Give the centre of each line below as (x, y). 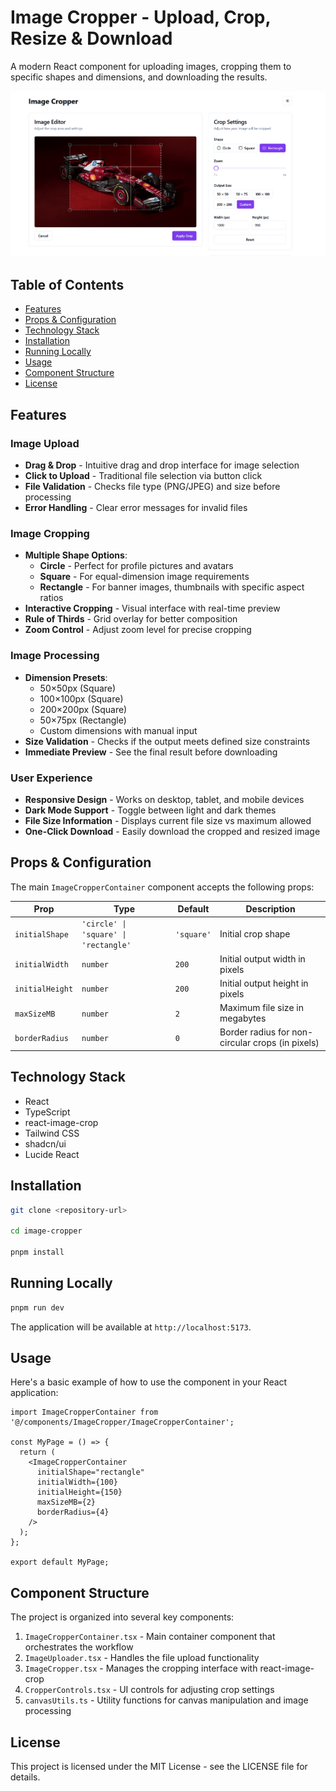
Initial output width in (262, 958)
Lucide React (52, 1154)
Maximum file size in (261, 1008)
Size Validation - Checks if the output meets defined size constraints (167, 741)
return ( (37, 1452)
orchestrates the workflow (79, 1647)
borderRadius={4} (73, 1512)
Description (270, 909)
